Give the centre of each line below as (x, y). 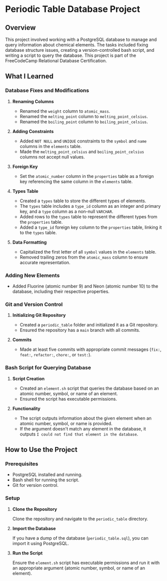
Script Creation (28, 378)
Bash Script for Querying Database (48, 368)
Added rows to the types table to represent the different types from (88, 217)
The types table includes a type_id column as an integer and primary (90, 206)
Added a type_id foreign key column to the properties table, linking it (91, 227)
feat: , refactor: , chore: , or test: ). (56, 355)
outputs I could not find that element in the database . (79, 434)
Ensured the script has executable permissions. (68, 399)
